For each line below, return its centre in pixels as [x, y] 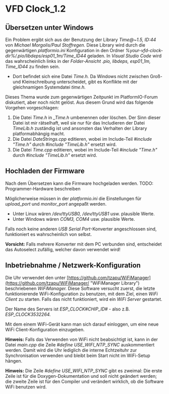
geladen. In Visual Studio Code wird [124, 56]
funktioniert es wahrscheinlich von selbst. [49, 234]
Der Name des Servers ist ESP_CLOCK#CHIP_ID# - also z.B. [68, 309]
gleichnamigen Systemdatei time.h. [49, 87]
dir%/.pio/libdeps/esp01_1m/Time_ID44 [46, 56]
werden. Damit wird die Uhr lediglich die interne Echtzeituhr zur [71, 350]
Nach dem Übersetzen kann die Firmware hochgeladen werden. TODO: [79, 183]
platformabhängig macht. [39, 134]
